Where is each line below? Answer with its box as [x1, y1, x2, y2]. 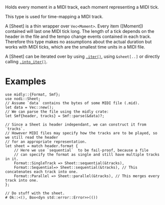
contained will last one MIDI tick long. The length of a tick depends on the [5, 28, 155, 34]
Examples [5, 76, 46, 87]
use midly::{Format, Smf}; [5, 92, 61, 97]
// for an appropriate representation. [5, 139, 87, 144]
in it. [5, 156, 19, 161]
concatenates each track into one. [5, 169, 78, 174]
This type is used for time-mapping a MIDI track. [5, 14, 103, 19]
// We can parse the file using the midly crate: [5, 109, 109, 114]
